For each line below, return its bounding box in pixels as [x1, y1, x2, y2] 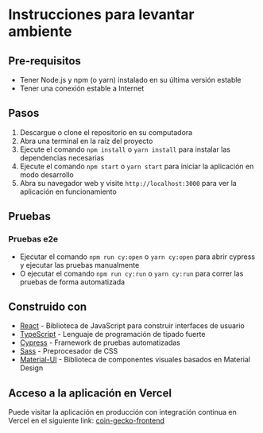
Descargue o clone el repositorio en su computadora [19, 127, 193, 137]
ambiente [8, 22, 72, 41]
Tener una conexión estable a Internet [19, 83, 145, 93]
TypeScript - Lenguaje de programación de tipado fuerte [19, 330, 206, 339]
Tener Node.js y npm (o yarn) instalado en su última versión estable [19, 75, 242, 84]
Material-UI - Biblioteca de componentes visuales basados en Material [19, 355, 250, 365]
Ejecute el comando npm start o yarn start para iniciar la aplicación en [19, 161, 254, 171]
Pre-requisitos [8, 54, 82, 68]
